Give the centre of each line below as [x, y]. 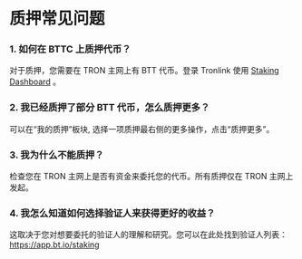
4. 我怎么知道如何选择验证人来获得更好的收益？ [112, 213]
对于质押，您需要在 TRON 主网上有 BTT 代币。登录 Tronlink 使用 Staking [144, 71]
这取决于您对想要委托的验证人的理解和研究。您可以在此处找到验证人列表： [148, 235]
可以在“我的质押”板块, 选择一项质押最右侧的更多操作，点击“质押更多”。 [142, 129]
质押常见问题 [58, 19]
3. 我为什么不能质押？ [57, 155]
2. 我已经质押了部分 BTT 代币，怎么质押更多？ [110, 108]
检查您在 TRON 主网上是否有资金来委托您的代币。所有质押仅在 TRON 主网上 [151, 177]
